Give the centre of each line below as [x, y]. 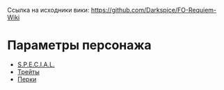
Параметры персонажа [79, 45]
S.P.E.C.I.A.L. [36, 64]
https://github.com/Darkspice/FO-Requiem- [154, 10]
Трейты [29, 71]
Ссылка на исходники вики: [48, 10]
